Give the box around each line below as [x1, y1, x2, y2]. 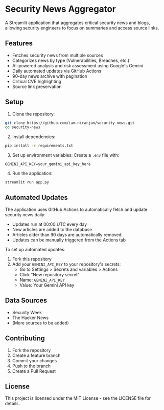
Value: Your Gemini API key [19, 282, 74, 288]
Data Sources [5, 296, 47, 305]
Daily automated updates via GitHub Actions [12, 68, 102, 74]
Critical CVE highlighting [12, 78, 62, 84]
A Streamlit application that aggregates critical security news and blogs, [5, 20, 150, 26]
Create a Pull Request [12, 368, 56, 374]
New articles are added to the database [12, 226, 92, 232]
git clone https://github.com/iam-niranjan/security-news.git [5, 120, 135, 125]
